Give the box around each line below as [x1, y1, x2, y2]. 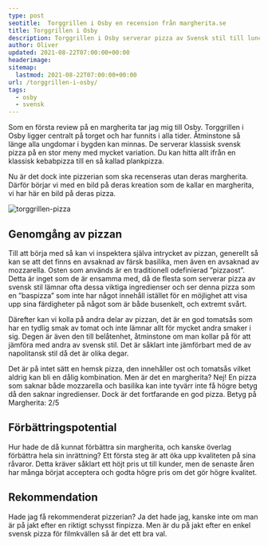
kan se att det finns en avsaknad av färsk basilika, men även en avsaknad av [8, 257, 259, 266]
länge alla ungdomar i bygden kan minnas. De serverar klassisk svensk [8, 139, 241, 149]
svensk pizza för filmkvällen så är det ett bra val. [8, 528, 167, 538]
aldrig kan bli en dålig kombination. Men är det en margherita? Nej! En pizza [8, 372, 257, 382]
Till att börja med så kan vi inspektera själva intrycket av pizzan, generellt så [8, 248, 259, 257]
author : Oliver [8, 41, 59, 49]
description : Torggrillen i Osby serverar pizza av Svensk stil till [8, 33, 245, 42]
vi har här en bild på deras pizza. [8, 189, 116, 198]
